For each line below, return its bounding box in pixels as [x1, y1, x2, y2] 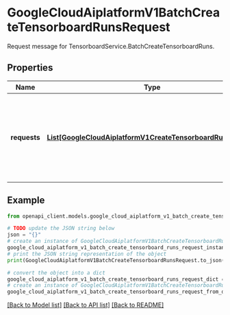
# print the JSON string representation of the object [7, 250, 167, 257]
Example [7, 194, 45, 207]
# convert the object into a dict [7, 269, 106, 276]
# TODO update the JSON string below [7, 225, 115, 232]
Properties [7, 62, 53, 73]
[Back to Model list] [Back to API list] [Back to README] [7, 301, 164, 310]
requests [10, 132, 40, 142]
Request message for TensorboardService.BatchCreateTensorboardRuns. [7, 42, 215, 50]
